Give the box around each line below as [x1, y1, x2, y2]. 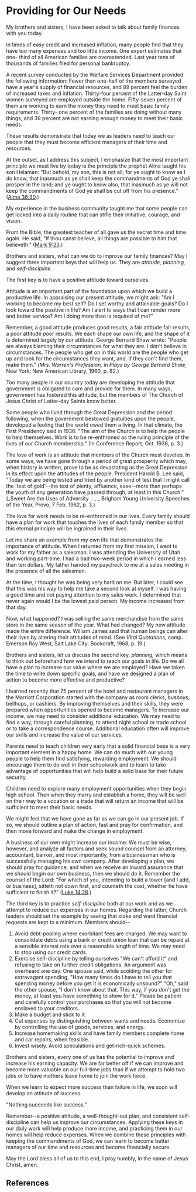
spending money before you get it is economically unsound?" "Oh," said [14, 980, 188, 987]
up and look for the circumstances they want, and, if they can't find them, [6, 355, 183, 362]
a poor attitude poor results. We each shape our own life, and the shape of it [6, 330, 190, 337]
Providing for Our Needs [6, 4, 126, 18]
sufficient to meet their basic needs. [6, 803, 93, 810]
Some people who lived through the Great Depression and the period [6, 408, 173, 416]
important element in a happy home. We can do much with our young [6, 748, 173, 755]
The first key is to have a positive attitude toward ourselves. [6, 276, 150, 283]
